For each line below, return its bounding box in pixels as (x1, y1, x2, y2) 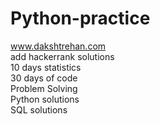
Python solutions (10, 93, 80, 105)
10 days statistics (10, 61, 82, 73)
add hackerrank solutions (10, 50, 115, 62)
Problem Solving (10, 82, 78, 94)
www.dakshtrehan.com (10, 40, 107, 52)
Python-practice (10, 7, 151, 30)
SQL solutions (10, 103, 68, 116)
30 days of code (10, 72, 78, 84)
